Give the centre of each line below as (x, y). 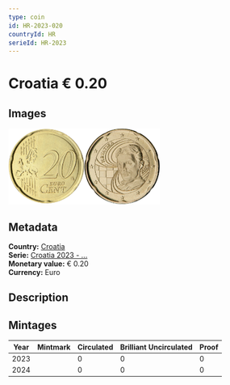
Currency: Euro (34, 273)
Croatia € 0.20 (58, 84)
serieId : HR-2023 (38, 43)
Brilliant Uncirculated (156, 347)
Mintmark (54, 347)
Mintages (33, 325)
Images (27, 113)
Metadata (33, 227)
